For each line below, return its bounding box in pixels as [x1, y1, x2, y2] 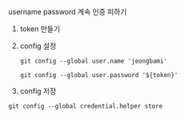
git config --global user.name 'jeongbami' [19, 57, 168, 65]
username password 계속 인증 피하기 [8, 7, 127, 16]
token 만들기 [19, 24, 61, 34]
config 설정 [19, 41, 57, 51]
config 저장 [19, 87, 57, 96]
